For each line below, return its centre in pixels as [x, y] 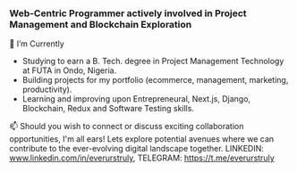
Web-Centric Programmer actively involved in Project [128, 13]
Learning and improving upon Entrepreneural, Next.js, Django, [136, 99]
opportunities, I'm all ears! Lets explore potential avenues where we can [142, 139]
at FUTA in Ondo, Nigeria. [69, 70]
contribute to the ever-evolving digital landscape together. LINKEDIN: [136, 149]
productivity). [47, 90]
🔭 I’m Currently [37, 44]
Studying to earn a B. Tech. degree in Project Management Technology [153, 61]
